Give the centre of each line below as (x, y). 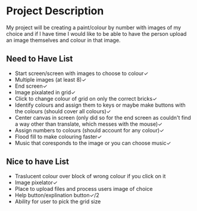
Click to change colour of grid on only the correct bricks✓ (86, 98)
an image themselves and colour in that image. (63, 40)
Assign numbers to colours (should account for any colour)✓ (90, 130)
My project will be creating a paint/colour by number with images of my (94, 27)
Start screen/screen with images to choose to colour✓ (82, 73)
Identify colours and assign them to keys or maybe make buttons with (100, 105)
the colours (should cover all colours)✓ (63, 111)
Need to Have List (40, 59)
